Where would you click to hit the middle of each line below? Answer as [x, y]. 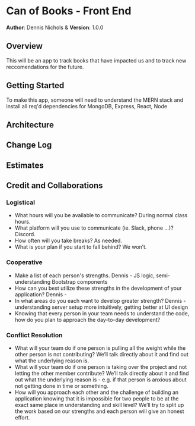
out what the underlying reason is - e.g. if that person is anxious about [100, 380]
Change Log [29, 145]
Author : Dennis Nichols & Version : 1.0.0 [55, 27]
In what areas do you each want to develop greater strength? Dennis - [100, 300]
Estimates [25, 165]
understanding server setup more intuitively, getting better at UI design [101, 307]
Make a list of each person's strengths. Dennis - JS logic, [85, 275]
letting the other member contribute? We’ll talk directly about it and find [102, 374]
